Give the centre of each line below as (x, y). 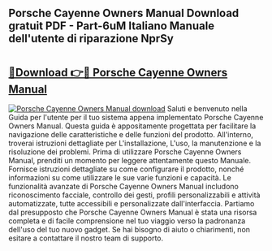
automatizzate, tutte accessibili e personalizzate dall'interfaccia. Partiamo (132, 203)
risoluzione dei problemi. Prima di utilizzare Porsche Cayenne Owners (125, 152)
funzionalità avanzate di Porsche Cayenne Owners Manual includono (124, 186)
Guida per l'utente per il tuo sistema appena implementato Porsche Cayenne (136, 117)
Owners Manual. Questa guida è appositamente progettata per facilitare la (132, 126)
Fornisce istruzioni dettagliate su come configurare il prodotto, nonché (126, 169)
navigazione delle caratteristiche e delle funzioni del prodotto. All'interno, (131, 134)
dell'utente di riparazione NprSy (91, 39)
